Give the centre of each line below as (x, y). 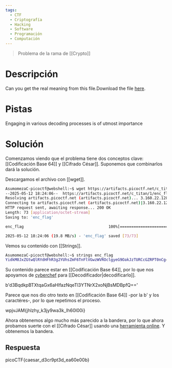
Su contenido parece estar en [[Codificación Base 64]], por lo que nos (80, 270)
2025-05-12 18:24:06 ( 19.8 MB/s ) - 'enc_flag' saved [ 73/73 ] (72, 236)
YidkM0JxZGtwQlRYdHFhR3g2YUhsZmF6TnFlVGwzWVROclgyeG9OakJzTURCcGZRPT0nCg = (87, 260)
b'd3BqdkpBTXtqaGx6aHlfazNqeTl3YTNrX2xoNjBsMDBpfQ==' (72, 285)
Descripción (32, 74)
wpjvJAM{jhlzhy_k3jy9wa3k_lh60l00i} (45, 310)
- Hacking (20, 24)
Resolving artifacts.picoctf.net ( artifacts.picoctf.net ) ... (72, 198)
